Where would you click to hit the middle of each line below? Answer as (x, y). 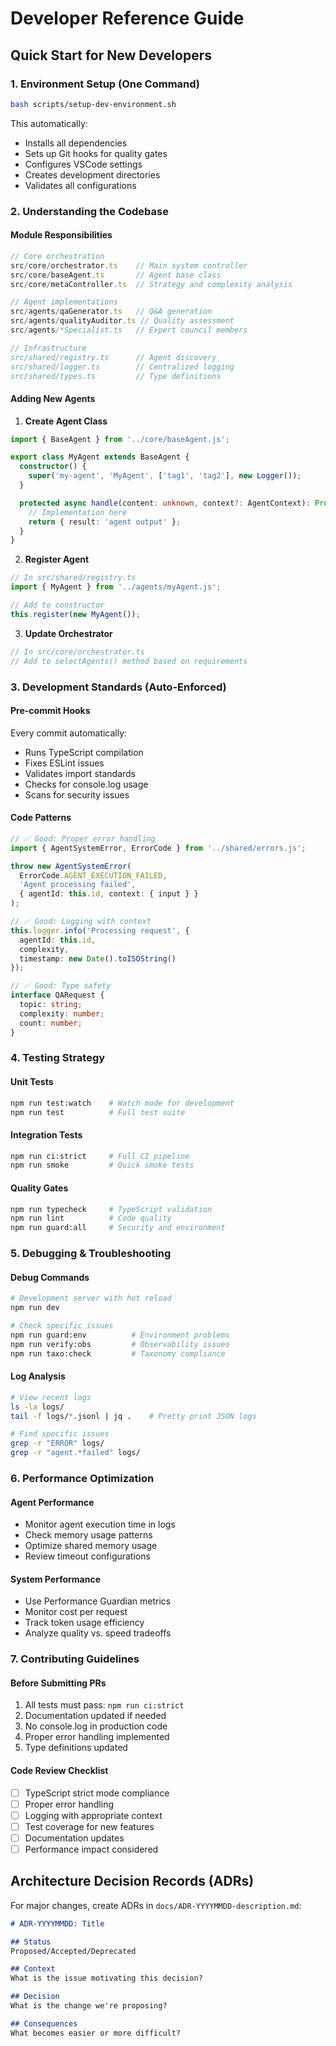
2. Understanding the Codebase (89, 211)
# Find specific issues (60, 1434)
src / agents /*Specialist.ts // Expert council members (129, 330)
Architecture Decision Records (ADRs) (132, 1881)
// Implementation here (78, 512)
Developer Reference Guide (127, 18)
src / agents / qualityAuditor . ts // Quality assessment (122, 321)
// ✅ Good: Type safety (61, 986)
